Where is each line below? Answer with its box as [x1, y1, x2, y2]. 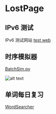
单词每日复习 [5, 91, 44, 99]
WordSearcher [5, 104, 34, 110]
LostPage [5, 3, 44, 14]
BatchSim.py [5, 66, 31, 72]
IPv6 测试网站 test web [5, 37, 51, 43]
